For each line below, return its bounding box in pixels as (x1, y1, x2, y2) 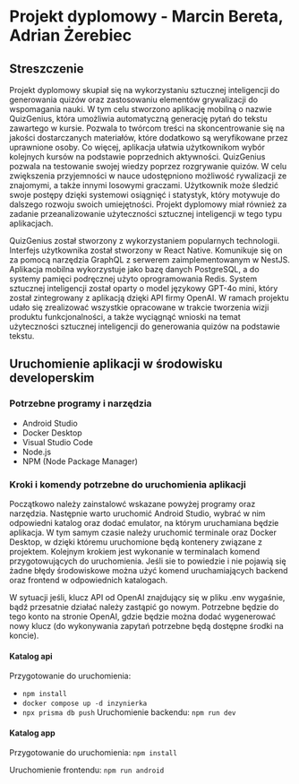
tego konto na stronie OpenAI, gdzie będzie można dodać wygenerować (9, 611, 276, 622)
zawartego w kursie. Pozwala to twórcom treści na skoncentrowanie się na (9, 123, 285, 134)
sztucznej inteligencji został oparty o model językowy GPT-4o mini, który (9, 283, 278, 293)
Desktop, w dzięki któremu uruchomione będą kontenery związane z (9, 536, 262, 547)
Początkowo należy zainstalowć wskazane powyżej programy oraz (9, 498, 256, 509)
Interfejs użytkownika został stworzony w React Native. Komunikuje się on (9, 245, 283, 255)
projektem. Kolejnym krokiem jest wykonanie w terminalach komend (9, 546, 261, 556)
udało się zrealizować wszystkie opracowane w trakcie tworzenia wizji (9, 302, 269, 313)
